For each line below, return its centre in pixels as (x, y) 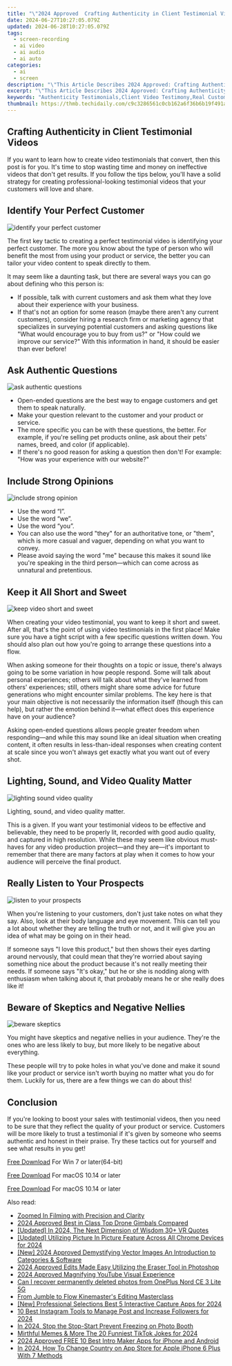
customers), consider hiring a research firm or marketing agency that (115, 319)
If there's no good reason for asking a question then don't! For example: (119, 452)
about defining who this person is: (56, 283)
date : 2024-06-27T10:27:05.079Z (54, 20)
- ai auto (27, 59)
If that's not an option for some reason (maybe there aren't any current (118, 312)
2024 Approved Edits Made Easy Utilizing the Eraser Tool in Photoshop (118, 1267)
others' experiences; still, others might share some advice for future (104, 687)
